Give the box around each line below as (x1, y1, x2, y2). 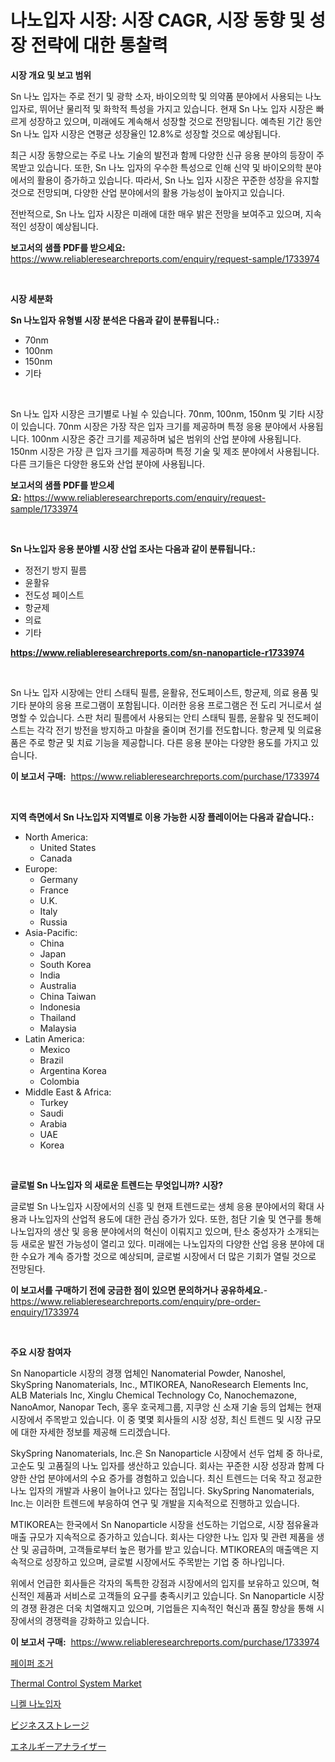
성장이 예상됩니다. (28, 220, 99, 232)
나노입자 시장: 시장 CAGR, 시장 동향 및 (10, 9, 306, 32)
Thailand (39, 1011, 77, 1023)
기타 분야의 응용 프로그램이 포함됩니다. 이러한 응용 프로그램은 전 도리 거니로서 (10, 699, 312, 711)
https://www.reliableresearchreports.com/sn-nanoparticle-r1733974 (10, 646, 305, 658)
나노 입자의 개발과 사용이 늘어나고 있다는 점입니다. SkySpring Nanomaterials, (10, 1484, 315, 1496)
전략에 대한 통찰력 (30, 34, 168, 57)
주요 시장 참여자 (10, 1346, 72, 1358)
